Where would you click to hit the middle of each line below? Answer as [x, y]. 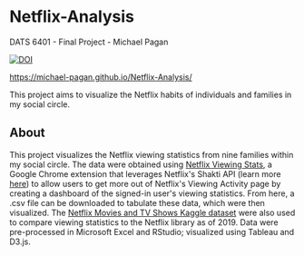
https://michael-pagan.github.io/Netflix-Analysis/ [101, 77]
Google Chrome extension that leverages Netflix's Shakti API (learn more [145, 173]
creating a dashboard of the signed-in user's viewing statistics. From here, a [152, 193]
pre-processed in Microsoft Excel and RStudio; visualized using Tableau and [152, 231]
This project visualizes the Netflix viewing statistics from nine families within [152, 154]
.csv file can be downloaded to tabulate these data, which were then [137, 202]
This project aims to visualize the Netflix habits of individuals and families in [151, 94]
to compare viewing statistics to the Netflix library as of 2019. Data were [144, 222]
